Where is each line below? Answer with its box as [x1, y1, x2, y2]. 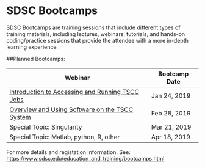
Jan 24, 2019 [151, 91, 191, 100]
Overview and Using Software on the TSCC [9, 105, 133, 114]
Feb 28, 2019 [151, 109, 191, 117]
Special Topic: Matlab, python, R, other [9, 133, 120, 141]
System [9, 112, 32, 121]
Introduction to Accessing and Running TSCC [9, 87, 139, 96]
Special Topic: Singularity [9, 123, 82, 131]
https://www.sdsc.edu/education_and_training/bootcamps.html [6, 155, 165, 162]
